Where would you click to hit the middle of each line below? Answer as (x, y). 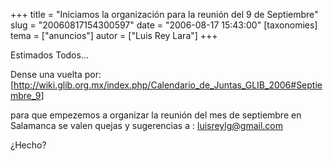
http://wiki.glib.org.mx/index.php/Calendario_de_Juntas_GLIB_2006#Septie (168, 85)
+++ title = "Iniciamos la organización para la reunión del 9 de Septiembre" (164, 14)
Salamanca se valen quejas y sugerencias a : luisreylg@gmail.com (146, 125)
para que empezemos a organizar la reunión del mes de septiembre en (156, 115)
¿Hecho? (28, 145)
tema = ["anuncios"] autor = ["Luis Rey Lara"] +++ (114, 35)
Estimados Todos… (49, 55)
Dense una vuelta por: (56, 74)
